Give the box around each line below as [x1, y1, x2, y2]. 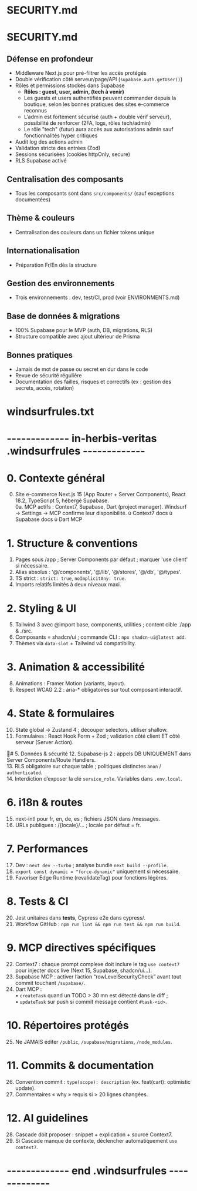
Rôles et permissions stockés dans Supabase [15, 82, 125, 89]
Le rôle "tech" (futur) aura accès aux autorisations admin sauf [23, 126, 174, 133]
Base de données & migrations [6, 311, 120, 321]
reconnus [23, 107, 47, 114]
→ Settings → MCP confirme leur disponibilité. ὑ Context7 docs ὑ [15, 510, 172, 517]
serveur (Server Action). [15, 739, 74, 746]
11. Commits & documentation [6, 1059, 154, 1072]
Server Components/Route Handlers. [6, 757, 96, 764]
